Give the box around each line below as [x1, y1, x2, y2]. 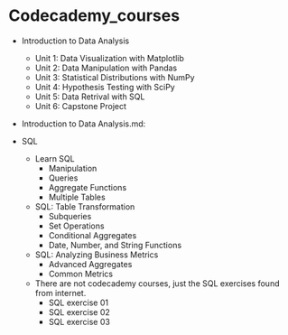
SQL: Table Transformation [34, 200, 135, 212]
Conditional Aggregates [48, 229, 137, 240]
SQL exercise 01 [48, 297, 109, 308]
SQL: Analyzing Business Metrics [34, 249, 159, 260]
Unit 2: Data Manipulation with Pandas [34, 62, 178, 73]
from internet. [34, 287, 87, 298]
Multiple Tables [48, 191, 106, 202]
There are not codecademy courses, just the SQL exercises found [34, 277, 280, 289]
